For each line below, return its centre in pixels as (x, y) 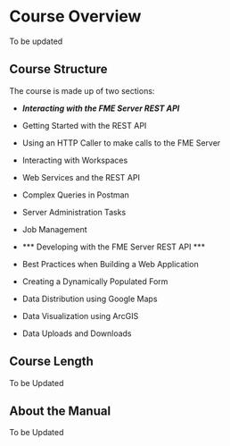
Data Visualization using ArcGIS (80, 316)
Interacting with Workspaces (75, 160)
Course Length (51, 362)
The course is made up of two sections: (82, 90)
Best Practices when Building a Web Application (110, 264)
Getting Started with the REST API (84, 125)
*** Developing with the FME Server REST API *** (114, 247)
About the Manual (60, 411)
